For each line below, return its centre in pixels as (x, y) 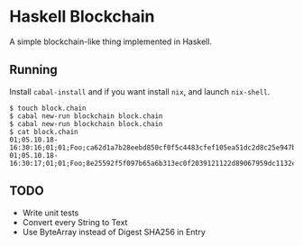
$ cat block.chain (44, 132)
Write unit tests (50, 213)
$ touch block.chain (48, 108)
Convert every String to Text (75, 222)
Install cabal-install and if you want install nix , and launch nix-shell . (140, 91)
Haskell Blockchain (82, 17)
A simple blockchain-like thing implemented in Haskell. (111, 41)
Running (34, 70)
